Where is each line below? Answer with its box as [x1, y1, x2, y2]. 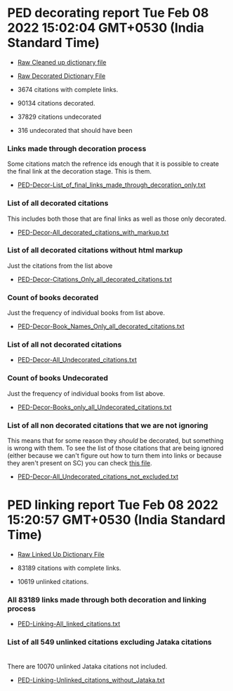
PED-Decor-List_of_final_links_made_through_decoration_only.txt [17, 181, 206, 189]
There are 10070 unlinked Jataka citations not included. [7, 662, 168, 671]
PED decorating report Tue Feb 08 [7, 5, 209, 21]
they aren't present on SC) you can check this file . [7, 459, 152, 467]
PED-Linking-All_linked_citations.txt [17, 620, 121, 628]
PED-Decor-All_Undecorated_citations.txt [17, 356, 137, 364]
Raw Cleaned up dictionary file [17, 58, 107, 66]
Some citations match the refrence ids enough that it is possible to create [7, 160, 220, 168]
